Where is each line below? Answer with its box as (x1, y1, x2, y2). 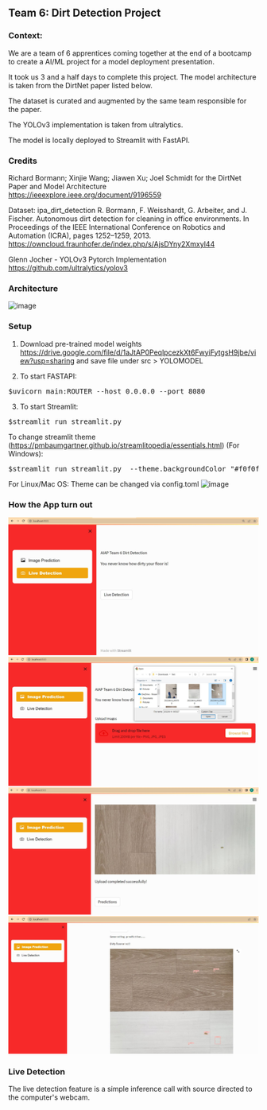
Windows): (8, 448, 44, 458)
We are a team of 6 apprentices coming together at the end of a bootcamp (8, 48, 252, 58)
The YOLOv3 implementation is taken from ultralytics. (8, 119, 184, 130)
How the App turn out (8, 499, 93, 510)
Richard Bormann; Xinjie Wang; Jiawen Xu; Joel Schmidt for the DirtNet (8, 173, 242, 182)
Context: (8, 30, 43, 41)
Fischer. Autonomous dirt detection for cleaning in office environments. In (8, 214, 250, 223)
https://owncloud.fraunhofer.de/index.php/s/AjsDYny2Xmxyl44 (8, 239, 215, 249)
